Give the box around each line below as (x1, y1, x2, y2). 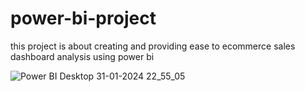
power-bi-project (10, 7, 157, 30)
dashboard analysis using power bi (10, 50, 155, 62)
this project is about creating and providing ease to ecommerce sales (10, 40, 296, 52)
